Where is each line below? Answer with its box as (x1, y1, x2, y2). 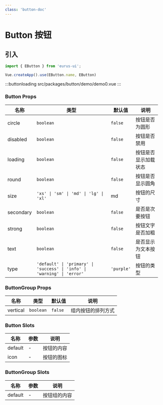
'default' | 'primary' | (36, 261, 94, 266)
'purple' (111, 266, 131, 271)
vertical (7, 307, 25, 314)
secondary (7, 209, 33, 215)
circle (7, 120, 20, 126)
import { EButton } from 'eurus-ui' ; (5, 64, 81, 69)
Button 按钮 (5, 30, 52, 40)
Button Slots (5, 322, 35, 329)
